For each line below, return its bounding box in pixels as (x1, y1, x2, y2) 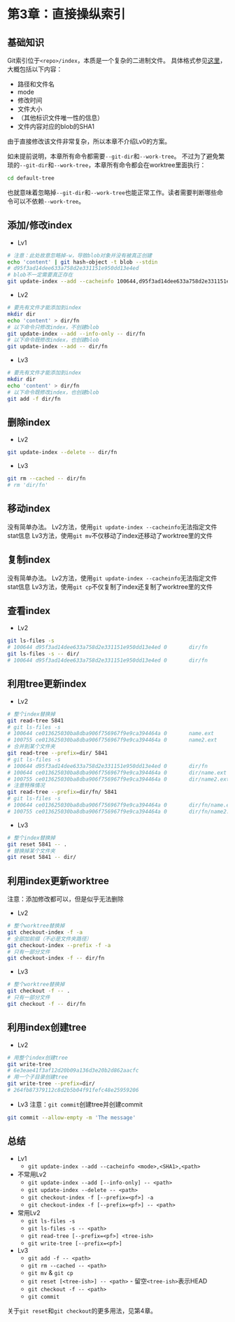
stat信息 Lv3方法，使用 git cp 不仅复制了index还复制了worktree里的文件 (7, 582, 213, 591)
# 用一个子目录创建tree (7, 1074, 69, 1081)
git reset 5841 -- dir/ (7, 854, 77, 861)
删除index (7, 416, 51, 428)
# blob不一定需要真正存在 (7, 271, 73, 278)
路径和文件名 (17, 80, 55, 88)
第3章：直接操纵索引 (7, 6, 126, 22)
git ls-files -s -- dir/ (7, 651, 80, 658)
